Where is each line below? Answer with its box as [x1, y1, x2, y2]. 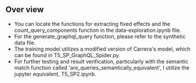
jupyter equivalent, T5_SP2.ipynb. [14, 70, 97, 77]
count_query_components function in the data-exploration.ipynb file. [14, 26, 181, 34]
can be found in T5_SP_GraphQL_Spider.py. [14, 51, 121, 58]
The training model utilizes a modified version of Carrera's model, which [14, 45, 191, 52]
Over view [5, 5, 44, 15]
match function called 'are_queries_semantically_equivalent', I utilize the [14, 64, 190, 71]
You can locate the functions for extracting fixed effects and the [14, 20, 171, 27]
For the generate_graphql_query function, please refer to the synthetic [14, 32, 186, 40]
